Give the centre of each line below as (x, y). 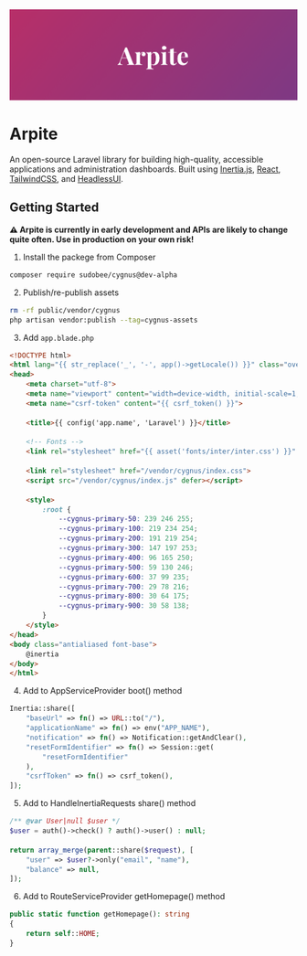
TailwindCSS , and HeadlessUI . (66, 179)
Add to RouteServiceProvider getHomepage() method (124, 897)
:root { (57, 510)
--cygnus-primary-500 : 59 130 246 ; (126, 567)
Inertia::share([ (42, 709)
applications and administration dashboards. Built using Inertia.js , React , (145, 169)
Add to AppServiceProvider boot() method (102, 691)
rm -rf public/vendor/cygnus (65, 310)
